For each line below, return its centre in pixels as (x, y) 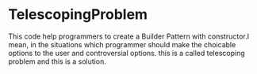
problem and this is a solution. (58, 61)
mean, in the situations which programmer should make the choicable (122, 44)
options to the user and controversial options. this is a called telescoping (127, 53)
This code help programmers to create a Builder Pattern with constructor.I (129, 36)
